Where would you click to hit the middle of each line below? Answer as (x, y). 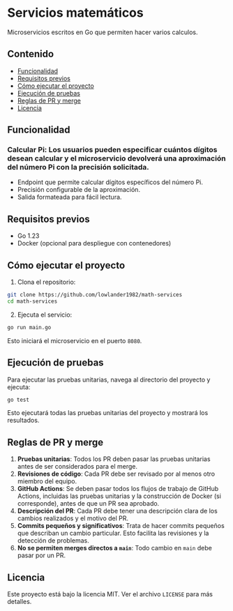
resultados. (23, 421)
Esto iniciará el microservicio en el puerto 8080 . (75, 340)
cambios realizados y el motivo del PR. (73, 518)
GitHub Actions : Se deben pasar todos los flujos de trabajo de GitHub (118, 489)
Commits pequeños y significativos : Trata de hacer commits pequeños (121, 526)
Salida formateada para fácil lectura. (69, 197)
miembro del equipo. (47, 481)
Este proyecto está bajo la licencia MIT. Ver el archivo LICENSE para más (110, 594)
